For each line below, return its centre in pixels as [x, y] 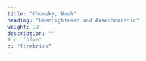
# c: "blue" [25, 40]
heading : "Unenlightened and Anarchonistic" [73, 20]
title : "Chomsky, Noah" [42, 14]
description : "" [31, 33]
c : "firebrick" [29, 46]
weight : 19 [23, 27]
